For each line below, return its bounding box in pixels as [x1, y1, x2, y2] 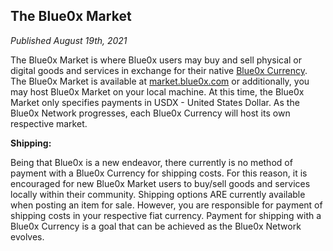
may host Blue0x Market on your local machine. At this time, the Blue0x [10, 85, 305, 98]
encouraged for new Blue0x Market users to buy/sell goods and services [10, 177, 311, 189]
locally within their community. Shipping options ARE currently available [10, 188, 306, 200]
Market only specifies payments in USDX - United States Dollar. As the [10, 96, 300, 108]
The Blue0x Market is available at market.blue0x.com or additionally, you [10, 75, 310, 87]
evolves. [10, 230, 45, 243]
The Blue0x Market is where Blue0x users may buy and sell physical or [10, 54, 303, 66]
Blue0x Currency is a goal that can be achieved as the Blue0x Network [10, 220, 302, 232]
